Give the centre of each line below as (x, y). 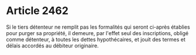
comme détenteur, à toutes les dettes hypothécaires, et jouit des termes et (96, 39)
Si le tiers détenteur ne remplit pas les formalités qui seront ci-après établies (98, 27)
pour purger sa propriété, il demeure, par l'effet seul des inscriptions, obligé (97, 33)
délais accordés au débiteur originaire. (52, 46)
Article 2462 (37, 11)
